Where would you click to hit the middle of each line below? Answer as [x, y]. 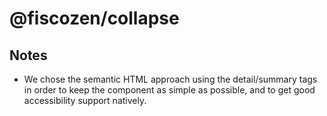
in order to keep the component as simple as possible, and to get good [169, 90]
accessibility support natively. [85, 100]
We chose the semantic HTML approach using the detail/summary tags [170, 79]
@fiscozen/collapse [94, 18]
